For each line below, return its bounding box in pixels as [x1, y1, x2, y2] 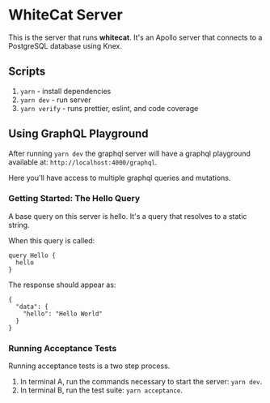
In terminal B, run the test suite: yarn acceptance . [19, 385, 184, 395]
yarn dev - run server [19, 95, 91, 105]
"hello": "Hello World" [23, 310, 103, 318]
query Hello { [8, 251, 57, 259]
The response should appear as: [8, 280, 116, 289]
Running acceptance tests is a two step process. [8, 361, 171, 371]
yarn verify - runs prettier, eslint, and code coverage [19, 103, 199, 113]
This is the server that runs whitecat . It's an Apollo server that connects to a [8, 32, 263, 42]
